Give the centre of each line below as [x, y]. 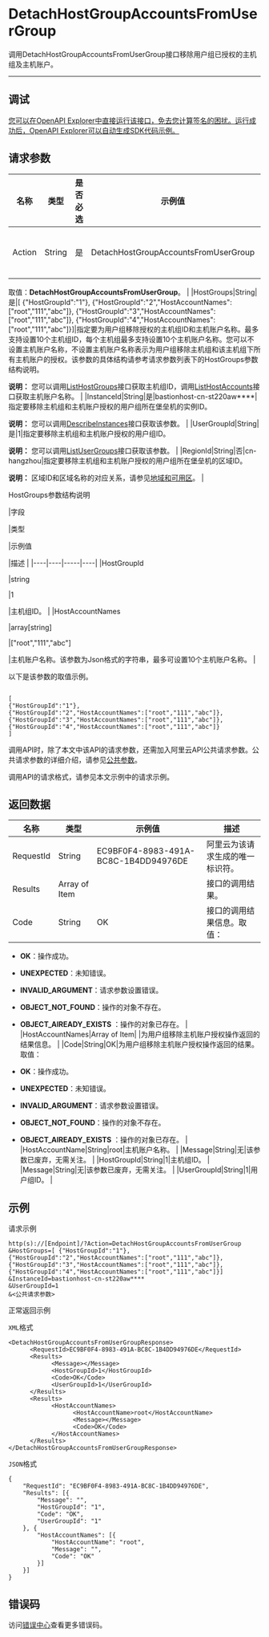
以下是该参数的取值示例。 [50, 676]
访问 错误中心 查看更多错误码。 [57, 1625]
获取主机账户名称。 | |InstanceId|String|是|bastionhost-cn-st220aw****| [136, 396]
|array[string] [30, 627]
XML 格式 [21, 1328]
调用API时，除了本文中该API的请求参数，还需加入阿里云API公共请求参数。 [130, 749]
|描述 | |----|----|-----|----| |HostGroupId [76, 563]
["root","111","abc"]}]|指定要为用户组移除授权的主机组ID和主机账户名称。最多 [134, 329]
